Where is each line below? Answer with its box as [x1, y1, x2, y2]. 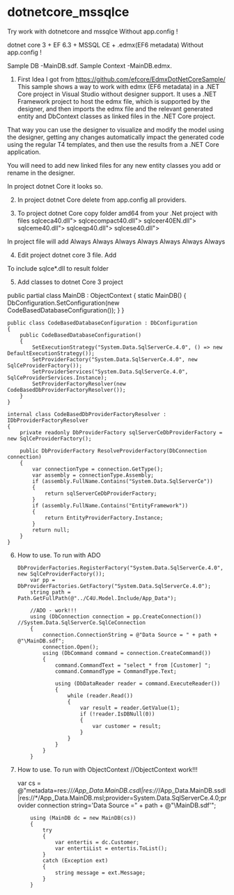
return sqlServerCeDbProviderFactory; [44, 490, 157, 497]
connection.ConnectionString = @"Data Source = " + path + [42, 631, 217, 638]
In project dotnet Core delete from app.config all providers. [17, 196, 187, 204]
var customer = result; [92, 722, 162, 729]
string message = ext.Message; [54, 869, 146, 876]
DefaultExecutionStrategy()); [7, 349, 95, 357]
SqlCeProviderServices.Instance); [7, 374, 108, 381]
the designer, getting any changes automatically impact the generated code [7, 133, 225, 141]
